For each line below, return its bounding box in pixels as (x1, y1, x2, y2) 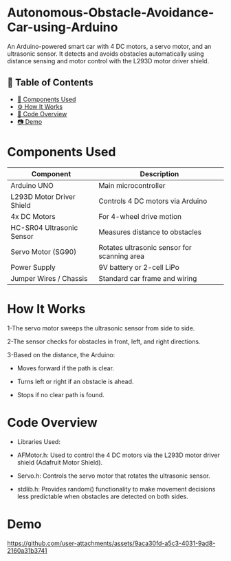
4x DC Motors (10, 211, 56, 221)
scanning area (98, 251, 144, 261)
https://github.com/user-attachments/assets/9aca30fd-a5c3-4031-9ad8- (7, 539, 216, 547)
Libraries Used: (16, 437, 60, 445)
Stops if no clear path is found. (16, 390, 104, 399)
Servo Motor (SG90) (10, 246, 77, 256)
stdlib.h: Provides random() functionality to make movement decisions (16, 485, 216, 493)
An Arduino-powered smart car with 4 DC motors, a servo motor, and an (7, 42, 212, 50)
